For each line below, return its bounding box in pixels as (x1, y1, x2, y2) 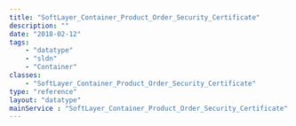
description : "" (9, 21, 69, 30)
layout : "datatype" (9, 95, 82, 105)
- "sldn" (25, 54, 58, 63)
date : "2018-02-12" (9, 29, 82, 38)
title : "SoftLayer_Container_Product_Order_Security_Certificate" (9, 12, 260, 22)
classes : (9, 71, 42, 80)
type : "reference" (9, 87, 77, 96)
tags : (9, 37, 29, 47)
